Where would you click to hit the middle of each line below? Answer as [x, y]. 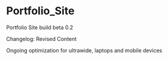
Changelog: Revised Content [42, 39]
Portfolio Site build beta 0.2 [40, 27]
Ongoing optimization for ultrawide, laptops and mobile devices [84, 50]
